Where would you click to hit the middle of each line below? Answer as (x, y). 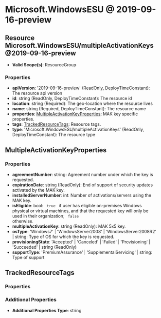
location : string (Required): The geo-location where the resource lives (82, 103)
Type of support (28, 257)
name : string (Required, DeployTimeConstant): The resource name (79, 109)
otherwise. (23, 221)
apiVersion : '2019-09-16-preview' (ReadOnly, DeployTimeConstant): (81, 88)
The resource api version (37, 93)
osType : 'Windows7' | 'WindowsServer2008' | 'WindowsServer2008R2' (84, 231)
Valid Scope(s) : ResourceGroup (44, 65)
